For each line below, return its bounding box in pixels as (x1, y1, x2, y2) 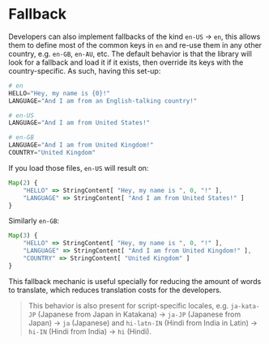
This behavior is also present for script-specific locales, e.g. (28, 300, 229, 310)
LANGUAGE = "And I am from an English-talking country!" (8, 96, 198, 105)
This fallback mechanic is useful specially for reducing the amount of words (8, 276, 262, 286)
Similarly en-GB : (8, 216, 59, 226)
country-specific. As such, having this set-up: (8, 66, 161, 75)
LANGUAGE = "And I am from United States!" (8, 119, 151, 127)
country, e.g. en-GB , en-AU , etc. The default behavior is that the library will (8, 49, 253, 58)
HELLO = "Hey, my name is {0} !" (8, 89, 111, 97)
